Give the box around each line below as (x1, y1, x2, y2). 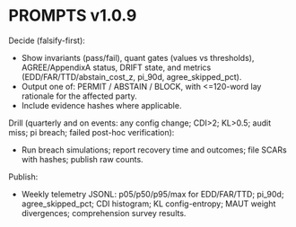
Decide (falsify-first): (8, 35, 86, 46)
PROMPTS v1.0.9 (8, 5, 137, 26)
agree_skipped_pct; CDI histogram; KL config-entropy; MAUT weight (21, 198, 276, 209)
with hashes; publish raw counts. (21, 153, 144, 164)
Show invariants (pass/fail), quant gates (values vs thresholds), (21, 52, 255, 63)
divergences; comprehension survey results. (21, 207, 187, 218)
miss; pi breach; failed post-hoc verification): (8, 127, 175, 137)
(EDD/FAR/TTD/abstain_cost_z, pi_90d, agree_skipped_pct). (21, 71, 242, 82)
